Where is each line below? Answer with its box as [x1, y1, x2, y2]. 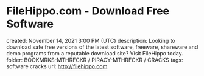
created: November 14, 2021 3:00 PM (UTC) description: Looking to [6, 37, 175, 44]
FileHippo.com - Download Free [6, 4, 169, 18]
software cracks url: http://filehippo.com [6, 62, 108, 70]
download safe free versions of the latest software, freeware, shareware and [6, 43, 199, 51]
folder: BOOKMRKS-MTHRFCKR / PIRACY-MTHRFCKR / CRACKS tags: [6, 56, 184, 63]
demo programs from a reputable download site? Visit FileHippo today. [6, 49, 184, 57]
